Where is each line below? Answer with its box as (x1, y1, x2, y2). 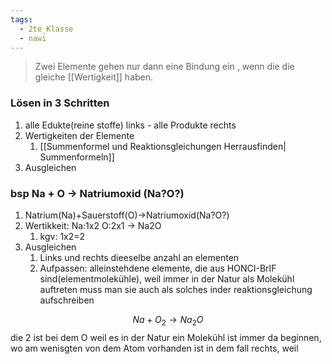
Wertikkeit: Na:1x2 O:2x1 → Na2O (24, 219, 162, 231)
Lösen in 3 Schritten (10, 96, 110, 110)
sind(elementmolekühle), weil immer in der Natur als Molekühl (39, 272, 295, 285)
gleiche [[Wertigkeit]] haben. (34, 71, 154, 83)
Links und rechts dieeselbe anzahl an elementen (39, 251, 240, 263)
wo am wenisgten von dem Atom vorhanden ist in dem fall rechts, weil (10, 342, 299, 354)
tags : (10, 14, 33, 25)
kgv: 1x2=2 (39, 230, 86, 242)
